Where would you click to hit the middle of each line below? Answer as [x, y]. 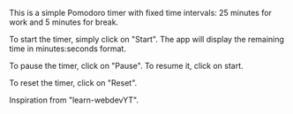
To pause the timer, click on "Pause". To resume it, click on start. [127, 66]
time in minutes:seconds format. [68, 49]
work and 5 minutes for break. [64, 22]
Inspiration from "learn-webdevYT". [74, 100]
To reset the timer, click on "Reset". [73, 83]
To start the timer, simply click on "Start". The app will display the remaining [147, 39]
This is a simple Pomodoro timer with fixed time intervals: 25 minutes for [140, 13]
